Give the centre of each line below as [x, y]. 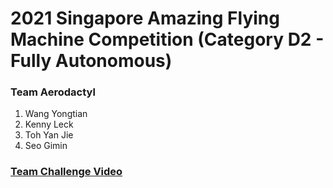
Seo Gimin [46, 146]
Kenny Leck [49, 124]
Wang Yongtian [56, 114]
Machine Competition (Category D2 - [167, 39]
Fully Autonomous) [91, 61]
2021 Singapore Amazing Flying [145, 18]
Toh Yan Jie [49, 135]
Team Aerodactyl [53, 92]
